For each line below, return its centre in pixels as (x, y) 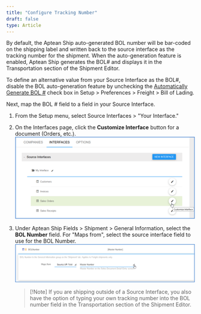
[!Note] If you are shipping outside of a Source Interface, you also (110, 292)
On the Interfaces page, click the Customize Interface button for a (97, 127)
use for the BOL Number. (45, 241)
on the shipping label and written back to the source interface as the (90, 49)
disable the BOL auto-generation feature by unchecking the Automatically (97, 86)
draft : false (22, 19)
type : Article (24, 25)
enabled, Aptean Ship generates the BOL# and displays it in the (84, 62)
